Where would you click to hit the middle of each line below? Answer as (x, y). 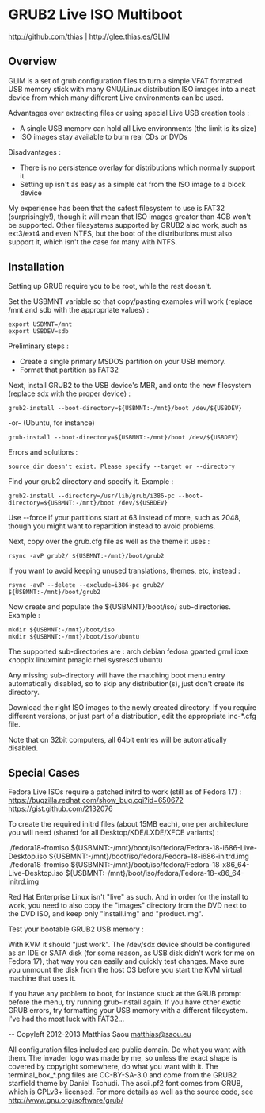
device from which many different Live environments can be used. (116, 98)
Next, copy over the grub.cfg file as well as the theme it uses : (109, 541)
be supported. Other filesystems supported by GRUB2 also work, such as (128, 225)
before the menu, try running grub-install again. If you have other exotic (125, 1002)
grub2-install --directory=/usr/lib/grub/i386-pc (92, 496)
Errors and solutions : (43, 452)
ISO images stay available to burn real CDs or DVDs (104, 136)
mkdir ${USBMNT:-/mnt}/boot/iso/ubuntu (74, 636)
